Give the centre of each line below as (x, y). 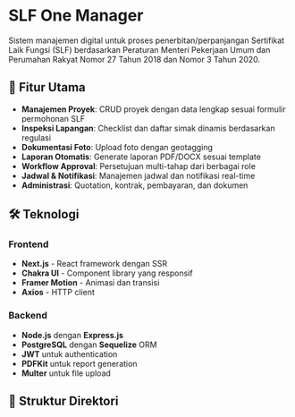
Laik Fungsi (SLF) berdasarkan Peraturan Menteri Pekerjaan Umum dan (139, 49)
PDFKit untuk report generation (79, 363)
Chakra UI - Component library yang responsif (107, 273)
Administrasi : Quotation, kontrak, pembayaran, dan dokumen (135, 185)
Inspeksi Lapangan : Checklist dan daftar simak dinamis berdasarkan (148, 128)
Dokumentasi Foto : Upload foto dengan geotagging (117, 147)
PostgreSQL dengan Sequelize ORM (89, 345)
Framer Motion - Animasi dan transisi (90, 283)
